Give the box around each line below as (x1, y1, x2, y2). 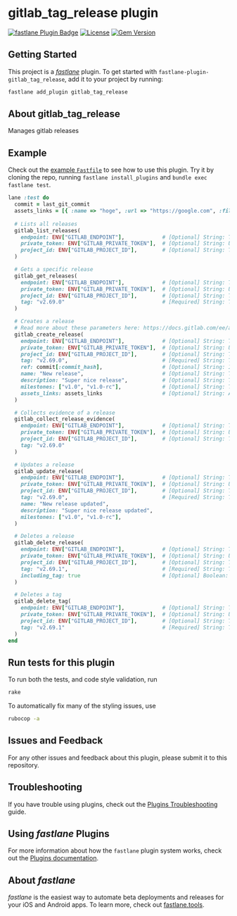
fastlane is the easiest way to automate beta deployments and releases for (8, 893, 224, 902)
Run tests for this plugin (8, 656, 115, 668)
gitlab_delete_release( (14, 539, 84, 546)
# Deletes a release (14, 533, 75, 540)
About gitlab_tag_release (8, 108, 120, 120)
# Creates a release (14, 318, 75, 325)
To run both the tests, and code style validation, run (8, 675, 158, 684)
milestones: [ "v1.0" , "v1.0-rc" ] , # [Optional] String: (20, 383, 226, 390)
